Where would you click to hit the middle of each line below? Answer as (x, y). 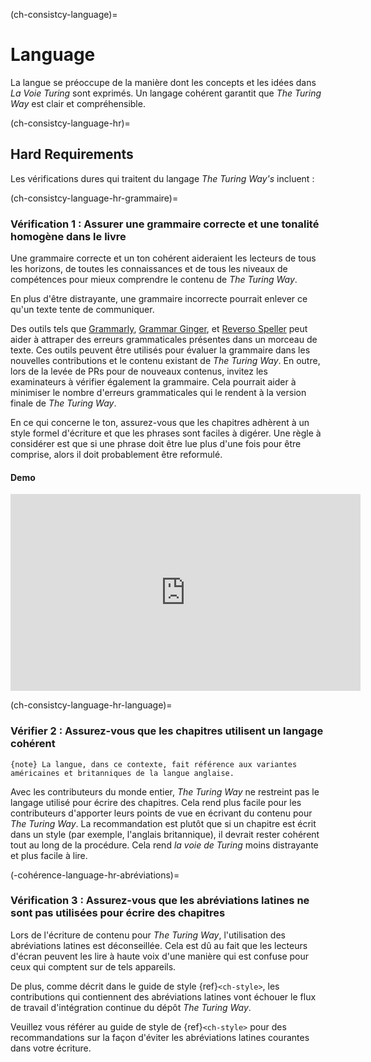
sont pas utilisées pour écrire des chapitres (118, 913)
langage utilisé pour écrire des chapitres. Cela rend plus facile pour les (156, 802)
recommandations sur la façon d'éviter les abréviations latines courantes (160, 1037)
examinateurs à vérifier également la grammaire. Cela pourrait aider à (153, 382)
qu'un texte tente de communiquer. (82, 310)
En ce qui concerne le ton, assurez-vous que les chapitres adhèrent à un (160, 423)
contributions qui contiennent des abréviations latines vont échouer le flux (163, 996)
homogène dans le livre (68, 236)
